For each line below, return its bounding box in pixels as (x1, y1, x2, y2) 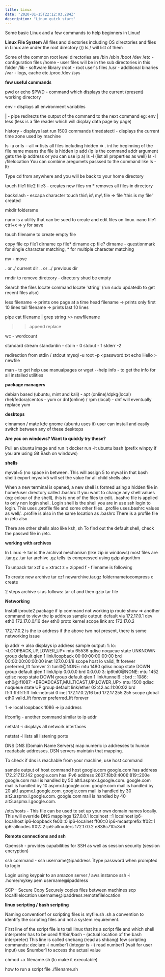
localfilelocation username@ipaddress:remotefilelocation (5, 892, 121, 898)
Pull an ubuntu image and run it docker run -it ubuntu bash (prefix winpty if (5, 445, 157, 451)
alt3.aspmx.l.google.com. (5, 799, 56, 805)
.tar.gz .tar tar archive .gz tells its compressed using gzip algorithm (5, 555, 140, 561)
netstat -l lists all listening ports (5, 733, 69, 739)
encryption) (5, 848, 29, 854)
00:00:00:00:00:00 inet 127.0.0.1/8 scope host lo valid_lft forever (5, 658, 136, 664)
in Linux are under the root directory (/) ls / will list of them (5, 45, 123, 51)
